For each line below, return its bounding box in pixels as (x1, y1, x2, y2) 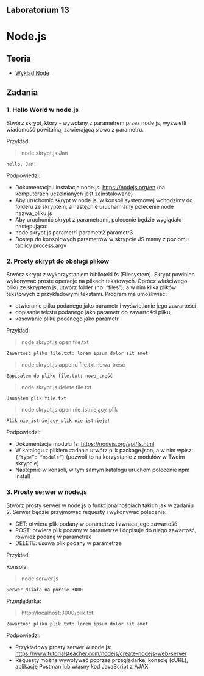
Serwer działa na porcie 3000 (6, 586, 83, 593)
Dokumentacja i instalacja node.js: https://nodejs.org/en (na (15, 184, 166, 191)
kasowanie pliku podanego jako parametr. (15, 315, 121, 322)
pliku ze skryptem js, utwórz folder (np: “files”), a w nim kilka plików (6, 284, 177, 291)
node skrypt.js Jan (21, 149, 68, 157)
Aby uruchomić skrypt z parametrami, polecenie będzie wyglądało (15, 216, 182, 224)
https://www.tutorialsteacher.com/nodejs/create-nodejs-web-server (15, 650, 187, 657)
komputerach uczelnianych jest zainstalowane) (15, 190, 133, 197)
